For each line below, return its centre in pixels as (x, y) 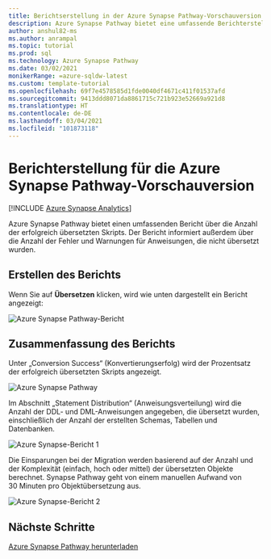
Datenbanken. (31, 429)
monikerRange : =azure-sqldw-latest (68, 76)
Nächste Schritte (52, 527)
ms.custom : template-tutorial (59, 83)
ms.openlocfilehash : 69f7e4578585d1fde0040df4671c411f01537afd (117, 91)
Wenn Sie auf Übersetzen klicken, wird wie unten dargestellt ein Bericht (128, 294)
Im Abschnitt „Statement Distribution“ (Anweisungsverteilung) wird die (125, 403)
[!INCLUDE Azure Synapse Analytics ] (70, 208)
